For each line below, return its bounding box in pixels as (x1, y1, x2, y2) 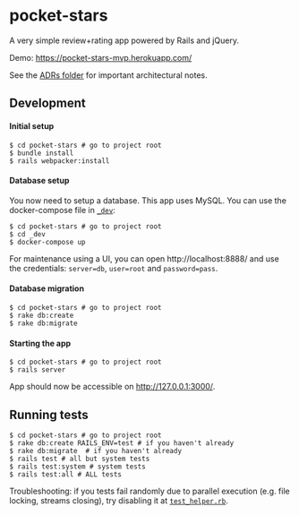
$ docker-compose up (9, 237, 87, 246)
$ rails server (9, 365, 66, 374)
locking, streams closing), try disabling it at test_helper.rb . (9, 494, 228, 506)
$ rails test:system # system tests (9, 462, 146, 471)
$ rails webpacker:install (9, 156, 110, 166)
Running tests (9, 407, 90, 422)
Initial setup (9, 120, 55, 131)
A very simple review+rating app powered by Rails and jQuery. (9, 35, 240, 46)
